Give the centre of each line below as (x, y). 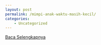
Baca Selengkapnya (25, 37)
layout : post (19, 10)
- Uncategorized (31, 23)
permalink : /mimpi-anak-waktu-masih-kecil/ (51, 14)
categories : (17, 19)
